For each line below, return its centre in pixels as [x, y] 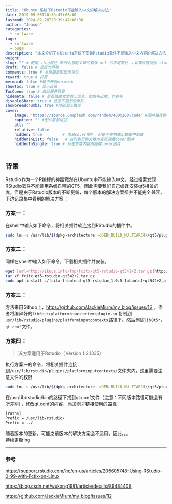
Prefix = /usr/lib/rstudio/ [35, 418]
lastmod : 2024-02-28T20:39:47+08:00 [44, 20]
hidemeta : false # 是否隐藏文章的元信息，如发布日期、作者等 [64, 96]
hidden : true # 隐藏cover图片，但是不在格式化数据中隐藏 [79, 134]
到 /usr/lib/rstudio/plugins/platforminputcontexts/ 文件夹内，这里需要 [82, 370]
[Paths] [14, 413]
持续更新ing [18, 440]
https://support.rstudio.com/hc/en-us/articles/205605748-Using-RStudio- [84, 471]
